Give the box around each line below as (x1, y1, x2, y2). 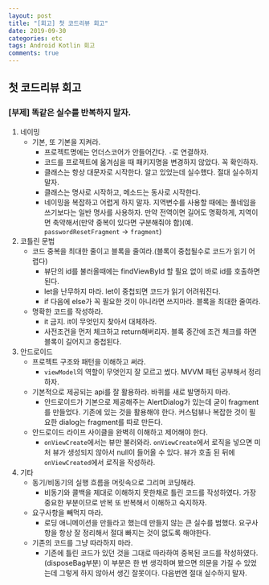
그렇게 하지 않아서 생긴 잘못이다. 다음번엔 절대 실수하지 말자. (59, 568, 247, 578)
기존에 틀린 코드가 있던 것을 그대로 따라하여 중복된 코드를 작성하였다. (43, 548, 259, 558)
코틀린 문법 (19, 236, 55, 245)
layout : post (8, 11, 52, 20)
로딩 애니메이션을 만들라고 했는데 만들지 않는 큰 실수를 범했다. (43, 517, 237, 527)
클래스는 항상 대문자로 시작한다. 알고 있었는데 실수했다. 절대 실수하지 (43, 167, 259, 177)
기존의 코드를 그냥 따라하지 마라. (31, 538, 133, 547)
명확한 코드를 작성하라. (31, 307, 104, 316)
